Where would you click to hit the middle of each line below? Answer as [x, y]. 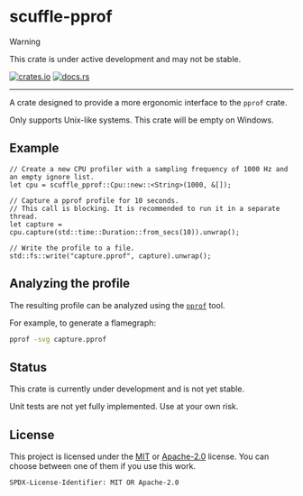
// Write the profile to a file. [72, 248]
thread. [24, 216]
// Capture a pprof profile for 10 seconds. [94, 200]
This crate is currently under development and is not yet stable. [127, 389]
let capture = [36, 224]
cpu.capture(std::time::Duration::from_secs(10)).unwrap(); [125, 232]
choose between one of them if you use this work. [103, 466]
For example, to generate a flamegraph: [83, 323]
